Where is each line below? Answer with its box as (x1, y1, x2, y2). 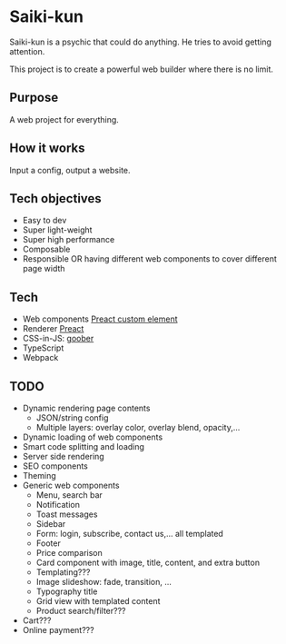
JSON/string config (35, 412, 109, 423)
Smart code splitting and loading (22, 441, 145, 451)
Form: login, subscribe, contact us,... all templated (35, 529, 224, 539)
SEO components (22, 461, 88, 471)
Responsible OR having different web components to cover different (22, 253, 277, 264)
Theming (22, 471, 56, 481)
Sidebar (35, 519, 66, 529)
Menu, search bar (35, 490, 103, 500)
